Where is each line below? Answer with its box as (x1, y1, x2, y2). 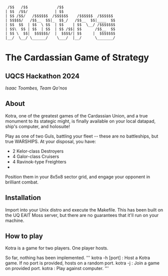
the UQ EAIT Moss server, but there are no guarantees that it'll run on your (5, 212, 159, 218)
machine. (5, 217, 25, 223)
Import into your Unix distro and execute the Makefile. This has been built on (5, 206, 163, 212)
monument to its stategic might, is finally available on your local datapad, (5, 118, 156, 124)
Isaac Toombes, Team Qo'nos (5, 85, 68, 91)
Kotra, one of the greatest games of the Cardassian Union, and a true (5, 112, 148, 118)
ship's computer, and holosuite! (5, 123, 70, 129)
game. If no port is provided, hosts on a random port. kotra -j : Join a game (5, 260, 159, 266)
